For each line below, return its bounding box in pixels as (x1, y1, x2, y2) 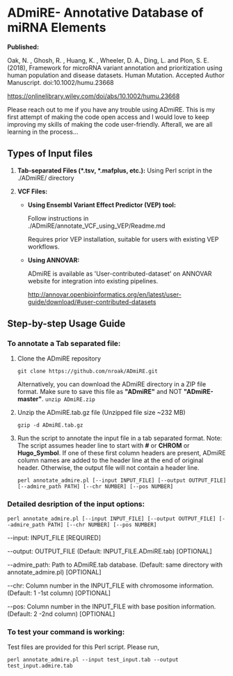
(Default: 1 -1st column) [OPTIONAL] (7, 588, 111, 597)
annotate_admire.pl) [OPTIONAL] (7, 567, 102, 576)
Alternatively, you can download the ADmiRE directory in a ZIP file (17, 380, 207, 388)
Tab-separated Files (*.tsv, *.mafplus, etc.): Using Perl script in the (17, 166, 213, 175)
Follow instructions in (27, 214, 89, 222)
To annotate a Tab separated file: (7, 339, 121, 349)
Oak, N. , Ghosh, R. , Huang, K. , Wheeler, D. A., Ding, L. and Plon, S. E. (7, 56, 209, 64)
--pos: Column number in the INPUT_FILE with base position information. (7, 602, 216, 611)
